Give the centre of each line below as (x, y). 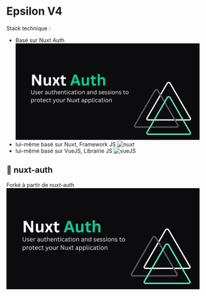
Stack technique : (29, 28)
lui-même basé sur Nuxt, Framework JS (66, 144)
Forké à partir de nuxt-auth (40, 184)
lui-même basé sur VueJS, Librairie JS (64, 151)
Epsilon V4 (34, 11)
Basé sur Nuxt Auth (40, 40)
